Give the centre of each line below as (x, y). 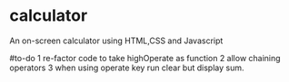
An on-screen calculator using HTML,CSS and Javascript (116, 41)
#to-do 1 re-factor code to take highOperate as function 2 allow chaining (145, 58)
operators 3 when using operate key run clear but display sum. (127, 68)
